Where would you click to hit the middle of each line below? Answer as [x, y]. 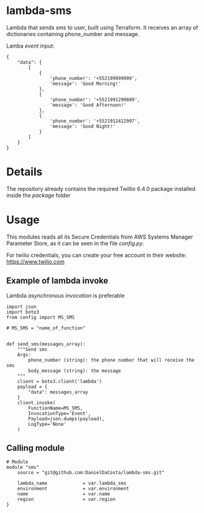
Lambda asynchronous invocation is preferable [65, 295]
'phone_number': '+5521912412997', [95, 121]
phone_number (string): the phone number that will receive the [111, 360]
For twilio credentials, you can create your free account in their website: [97, 255]
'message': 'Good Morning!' [85, 84]
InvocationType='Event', [60, 413]
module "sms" [23, 467]
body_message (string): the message [75, 371]
